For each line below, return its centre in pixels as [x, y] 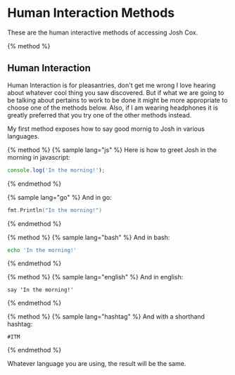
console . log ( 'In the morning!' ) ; [56, 170]
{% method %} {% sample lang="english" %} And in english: [95, 277]
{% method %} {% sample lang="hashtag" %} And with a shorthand [106, 317]
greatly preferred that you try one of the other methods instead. [100, 115]
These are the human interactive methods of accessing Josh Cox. [103, 32]
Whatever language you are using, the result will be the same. [97, 364]
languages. [24, 136]
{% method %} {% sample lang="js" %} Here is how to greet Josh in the [112, 150]
